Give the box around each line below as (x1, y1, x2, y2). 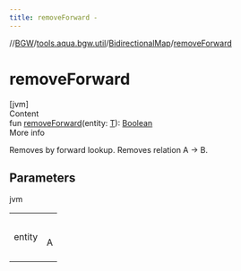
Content (9, 108, 39, 119)
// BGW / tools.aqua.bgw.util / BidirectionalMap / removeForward (9, 38, 233, 48)
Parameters (9, 170, 76, 185)
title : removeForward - (9, 13, 99, 22)
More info (9, 127, 46, 138)
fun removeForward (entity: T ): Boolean (9, 117, 153, 128)
